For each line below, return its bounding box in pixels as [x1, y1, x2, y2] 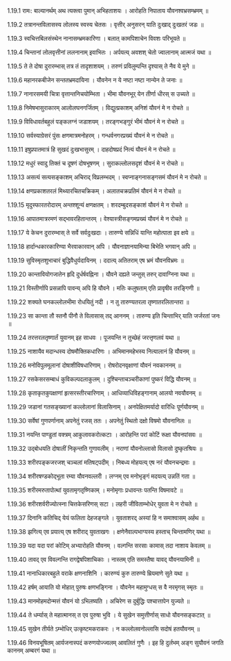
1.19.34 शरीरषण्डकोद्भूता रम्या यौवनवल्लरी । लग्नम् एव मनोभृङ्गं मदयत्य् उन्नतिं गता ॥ [7, 472, 196, 480]
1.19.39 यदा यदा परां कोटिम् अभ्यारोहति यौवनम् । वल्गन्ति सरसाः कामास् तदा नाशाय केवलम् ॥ [7, 542, 211, 549]
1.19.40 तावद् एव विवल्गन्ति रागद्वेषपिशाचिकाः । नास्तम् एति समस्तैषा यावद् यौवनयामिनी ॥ [7, 556, 200, 563]
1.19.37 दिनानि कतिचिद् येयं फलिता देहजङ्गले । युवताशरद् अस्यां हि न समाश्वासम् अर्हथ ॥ [7, 514, 205, 522]
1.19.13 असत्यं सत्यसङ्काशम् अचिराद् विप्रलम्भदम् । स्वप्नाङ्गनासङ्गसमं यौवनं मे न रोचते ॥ [7, 173, 207, 181]
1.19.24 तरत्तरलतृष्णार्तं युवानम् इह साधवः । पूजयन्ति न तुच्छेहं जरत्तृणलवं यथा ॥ [7, 334, 180, 341]
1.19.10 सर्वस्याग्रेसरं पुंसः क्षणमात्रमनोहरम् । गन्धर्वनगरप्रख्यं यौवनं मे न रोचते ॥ [7, 132, 174, 139]
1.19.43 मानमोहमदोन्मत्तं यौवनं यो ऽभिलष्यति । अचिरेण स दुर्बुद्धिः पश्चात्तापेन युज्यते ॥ [7, 597, 190, 605]
